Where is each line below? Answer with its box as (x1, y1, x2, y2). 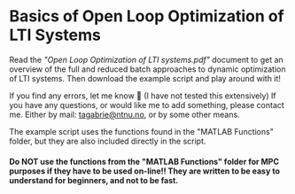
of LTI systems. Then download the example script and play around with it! (9, 73, 282, 83)
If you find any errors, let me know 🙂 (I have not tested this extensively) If (9, 90, 276, 101)
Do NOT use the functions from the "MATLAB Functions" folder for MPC (9, 156, 280, 167)
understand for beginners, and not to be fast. (9, 175, 179, 185)
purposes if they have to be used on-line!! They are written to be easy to (9, 166, 281, 176)
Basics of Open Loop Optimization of (9, 6, 285, 27)
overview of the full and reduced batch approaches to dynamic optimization (9, 64, 286, 74)
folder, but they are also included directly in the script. (9, 136, 206, 146)
